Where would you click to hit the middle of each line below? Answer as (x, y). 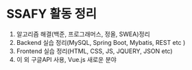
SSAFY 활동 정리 (52, 14)
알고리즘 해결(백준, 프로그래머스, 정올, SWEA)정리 (83, 34)
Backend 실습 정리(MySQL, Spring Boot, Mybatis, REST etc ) (101, 42)
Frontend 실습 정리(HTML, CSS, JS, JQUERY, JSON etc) (94, 51)
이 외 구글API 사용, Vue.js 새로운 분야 (67, 59)
